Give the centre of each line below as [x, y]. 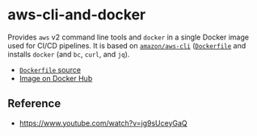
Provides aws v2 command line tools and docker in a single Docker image [128, 37]
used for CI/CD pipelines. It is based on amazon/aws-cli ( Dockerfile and [127, 45]
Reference [34, 103]
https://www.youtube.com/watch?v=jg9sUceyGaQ [103, 123]
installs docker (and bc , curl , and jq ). [69, 54]
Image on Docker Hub [56, 78]
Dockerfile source [50, 69]
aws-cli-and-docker [77, 15]
